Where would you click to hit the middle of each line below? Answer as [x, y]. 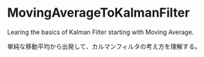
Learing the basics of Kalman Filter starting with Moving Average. [101, 32]
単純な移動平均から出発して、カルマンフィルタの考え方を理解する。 [104, 46]
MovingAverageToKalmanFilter [99, 13]
